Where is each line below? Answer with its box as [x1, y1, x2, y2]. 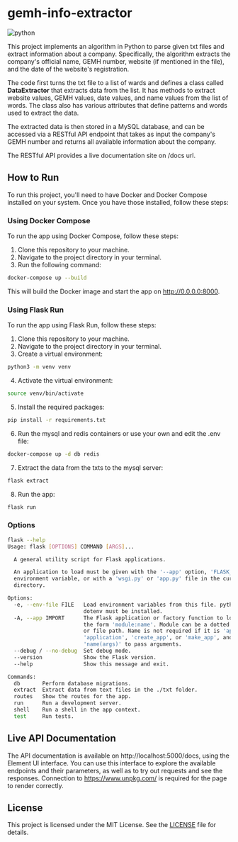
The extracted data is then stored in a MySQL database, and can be [7, 122, 205, 130]
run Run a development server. [13, 700, 122, 707]
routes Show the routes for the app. [13, 693, 132, 700]
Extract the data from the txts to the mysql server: [17, 463, 164, 472]
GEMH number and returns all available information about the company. [7, 137, 217, 146]
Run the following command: [17, 261, 101, 269]
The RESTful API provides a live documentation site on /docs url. [7, 151, 196, 159]
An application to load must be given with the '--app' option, [13, 568, 208, 576]
